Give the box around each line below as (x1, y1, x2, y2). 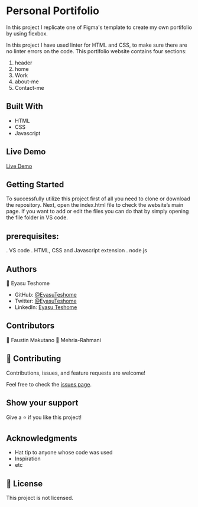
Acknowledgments (6, 433, 78, 443)
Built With (6, 102, 43, 112)
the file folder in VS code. (6, 214, 68, 221)
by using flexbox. (6, 30, 48, 37)
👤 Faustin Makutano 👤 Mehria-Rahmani (6, 336, 102, 343)
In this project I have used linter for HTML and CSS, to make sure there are (6, 41, 187, 48)
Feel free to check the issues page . (6, 381, 92, 388)
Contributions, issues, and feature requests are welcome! (6, 369, 146, 376)
